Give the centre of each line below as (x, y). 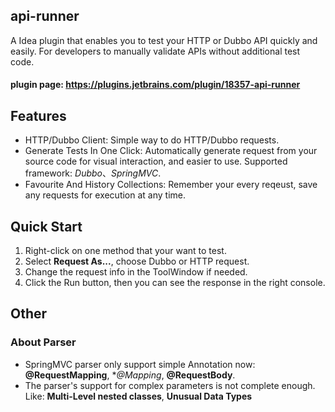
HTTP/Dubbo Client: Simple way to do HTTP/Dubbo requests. (152, 140)
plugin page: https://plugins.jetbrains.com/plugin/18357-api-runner (155, 85)
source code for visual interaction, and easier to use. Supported (156, 161)
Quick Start (46, 226)
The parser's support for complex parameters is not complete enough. (170, 385)
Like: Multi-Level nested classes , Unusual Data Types (138, 396)
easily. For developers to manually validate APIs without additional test (155, 51)
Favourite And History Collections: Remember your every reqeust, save (171, 185)
